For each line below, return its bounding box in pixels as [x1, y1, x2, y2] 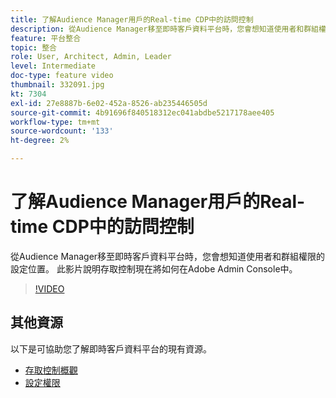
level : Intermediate [10, 61, 97, 71]
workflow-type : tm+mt [10, 117, 101, 127]
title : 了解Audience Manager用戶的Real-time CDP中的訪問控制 [10, 14, 254, 25]
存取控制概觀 [24, 364, 78, 376]
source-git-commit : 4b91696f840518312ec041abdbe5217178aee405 [10, 107, 275, 118]
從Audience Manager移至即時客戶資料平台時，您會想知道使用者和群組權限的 [10, 250, 326, 262]
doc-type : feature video [10, 71, 114, 81]
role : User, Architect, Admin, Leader [10, 52, 172, 62]
